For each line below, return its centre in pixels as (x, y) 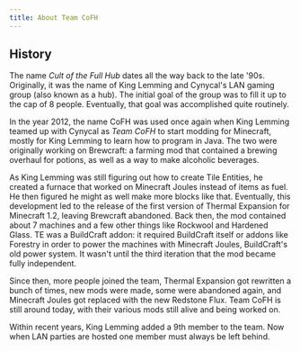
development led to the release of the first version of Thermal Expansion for (150, 206)
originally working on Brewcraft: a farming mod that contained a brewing (143, 150)
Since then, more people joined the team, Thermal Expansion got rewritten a (150, 281)
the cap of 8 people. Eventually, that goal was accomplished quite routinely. (150, 104)
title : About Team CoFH (54, 18)
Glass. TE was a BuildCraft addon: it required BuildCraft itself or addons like (149, 235)
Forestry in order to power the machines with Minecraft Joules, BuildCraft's (149, 245)
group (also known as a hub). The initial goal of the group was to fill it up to (148, 94)
